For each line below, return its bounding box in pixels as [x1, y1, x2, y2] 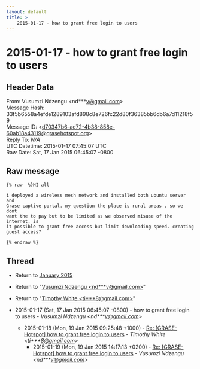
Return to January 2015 [14, 272, 73, 279]
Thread [6, 255, 34, 266]
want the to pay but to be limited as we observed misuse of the [6, 214, 172, 219]
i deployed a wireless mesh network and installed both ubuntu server [6, 193, 186, 199]
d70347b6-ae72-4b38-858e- [41, 123, 116, 130]
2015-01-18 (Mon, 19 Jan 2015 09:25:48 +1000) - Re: [23, 324, 154, 331]
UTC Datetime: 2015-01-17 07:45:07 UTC [6, 142, 107, 150]
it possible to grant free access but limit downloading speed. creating [6, 224, 195, 230]
